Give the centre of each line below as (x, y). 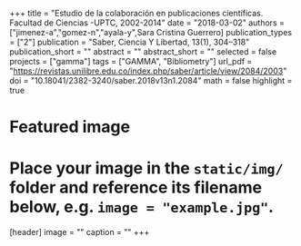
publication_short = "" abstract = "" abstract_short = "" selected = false (143, 52)
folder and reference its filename (135, 187)
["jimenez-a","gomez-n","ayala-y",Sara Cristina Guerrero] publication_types (151, 32)
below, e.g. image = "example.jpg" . (142, 207)
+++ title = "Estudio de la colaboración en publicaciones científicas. (136, 13)
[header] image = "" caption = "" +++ (80, 232)
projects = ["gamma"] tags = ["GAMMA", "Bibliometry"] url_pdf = (131, 61)
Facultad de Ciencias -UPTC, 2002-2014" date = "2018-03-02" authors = (147, 23)
